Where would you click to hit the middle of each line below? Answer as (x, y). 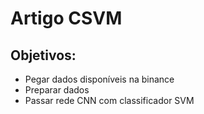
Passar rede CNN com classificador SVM (109, 100)
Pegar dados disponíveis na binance (99, 79)
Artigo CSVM (66, 18)
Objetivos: (43, 55)
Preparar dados (57, 90)
